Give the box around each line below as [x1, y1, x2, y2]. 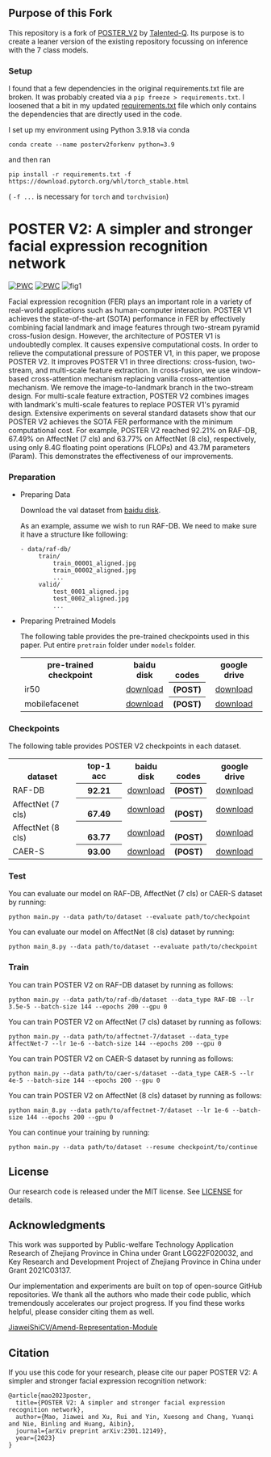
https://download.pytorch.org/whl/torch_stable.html [8, 178, 190, 186]
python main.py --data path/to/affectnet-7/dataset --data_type [8, 1032, 229, 1041]
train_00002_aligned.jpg [52, 566, 136, 575]
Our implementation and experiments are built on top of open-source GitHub [8, 1281, 263, 1291]
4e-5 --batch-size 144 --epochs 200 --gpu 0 [8, 1076, 161, 1084]
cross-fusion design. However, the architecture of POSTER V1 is [8, 331, 221, 341]
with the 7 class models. [8, 44, 89, 55]
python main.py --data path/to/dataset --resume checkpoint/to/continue [8, 1143, 258, 1151]
